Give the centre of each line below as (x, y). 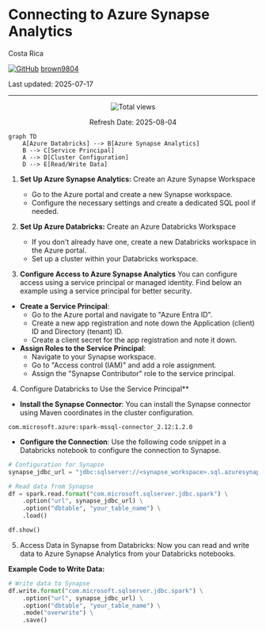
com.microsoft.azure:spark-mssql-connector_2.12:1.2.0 (101, 427)
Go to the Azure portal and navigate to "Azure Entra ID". (122, 314)
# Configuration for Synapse (56, 465)
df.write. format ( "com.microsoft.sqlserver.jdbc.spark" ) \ (106, 591)
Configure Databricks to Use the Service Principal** (104, 389)
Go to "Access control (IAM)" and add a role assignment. (124, 365)
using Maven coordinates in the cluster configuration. (107, 412)
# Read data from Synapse (51, 486)
